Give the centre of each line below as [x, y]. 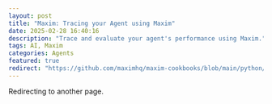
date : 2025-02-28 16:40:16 [54, 31]
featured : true [34, 61]
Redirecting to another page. [56, 91]
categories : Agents [41, 53]
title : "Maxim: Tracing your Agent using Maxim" [92, 23]
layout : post [30, 16]
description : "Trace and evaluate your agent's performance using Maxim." [137, 38]
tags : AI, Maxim [36, 46]
